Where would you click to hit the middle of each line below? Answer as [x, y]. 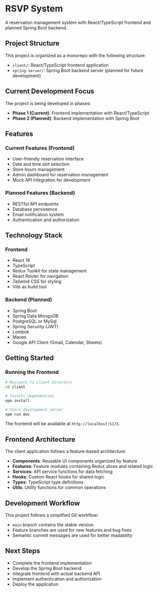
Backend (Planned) [29, 300]
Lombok [21, 332]
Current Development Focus [50, 91]
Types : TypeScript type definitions [48, 482]
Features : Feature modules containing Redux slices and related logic [82, 467]
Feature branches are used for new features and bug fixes [72, 530]
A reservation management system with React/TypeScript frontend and [78, 22]
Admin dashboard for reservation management [60, 175]
